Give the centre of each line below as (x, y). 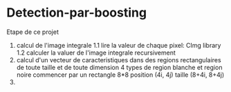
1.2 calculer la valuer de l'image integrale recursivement (96, 53)
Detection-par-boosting (76, 13)
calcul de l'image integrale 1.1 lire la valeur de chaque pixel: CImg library (119, 45)
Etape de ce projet (33, 32)
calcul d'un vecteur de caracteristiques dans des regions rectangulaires (119, 59)
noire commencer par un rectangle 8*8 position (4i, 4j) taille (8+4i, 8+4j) (120, 75)
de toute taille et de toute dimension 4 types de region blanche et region (119, 67)
